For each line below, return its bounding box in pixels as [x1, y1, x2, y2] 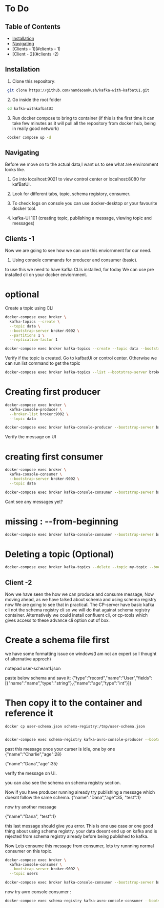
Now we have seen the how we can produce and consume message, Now [5, 591, 154, 597]
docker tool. [12, 205, 37, 211]
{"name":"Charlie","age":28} [5, 751, 62, 757]
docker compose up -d [7, 135, 51, 140]
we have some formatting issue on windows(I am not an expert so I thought [5, 651, 157, 656]
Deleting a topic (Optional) [5, 549, 114, 559]
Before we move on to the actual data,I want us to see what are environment [5, 161, 159, 167]
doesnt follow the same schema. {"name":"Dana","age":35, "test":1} [5, 794, 141, 800]
